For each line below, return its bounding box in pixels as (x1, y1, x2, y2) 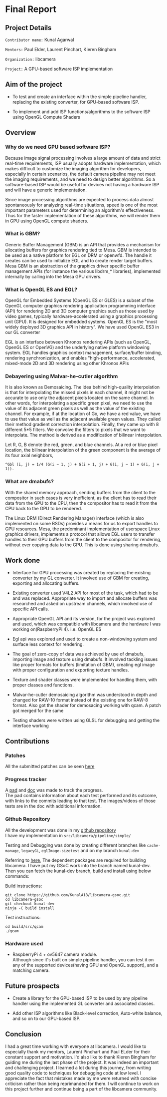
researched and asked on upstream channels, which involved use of (12, 600, 153, 606)
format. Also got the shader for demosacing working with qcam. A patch (12, 702, 161, 708)
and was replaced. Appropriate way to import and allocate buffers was (12, 595, 158, 601)
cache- (147, 843, 161, 848)
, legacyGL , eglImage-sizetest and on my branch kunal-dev (18, 847, 140, 853)
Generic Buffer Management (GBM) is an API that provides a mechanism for (5, 241, 161, 247)
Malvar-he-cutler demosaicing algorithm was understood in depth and (12, 691, 157, 697)
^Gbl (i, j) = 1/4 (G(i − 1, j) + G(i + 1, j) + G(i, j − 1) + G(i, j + (5, 462, 160, 467)
